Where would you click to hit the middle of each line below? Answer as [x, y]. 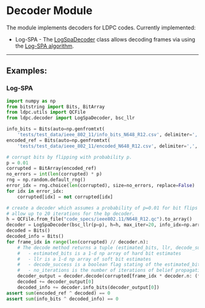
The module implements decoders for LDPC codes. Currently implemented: [101, 28]
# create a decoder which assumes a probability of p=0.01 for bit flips [102, 208]
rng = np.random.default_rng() [46, 180]
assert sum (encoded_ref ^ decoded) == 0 [59, 293]
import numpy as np [31, 101]
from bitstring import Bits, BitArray [56, 107]
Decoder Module [49, 11]
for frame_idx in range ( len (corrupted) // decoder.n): [77, 242]
